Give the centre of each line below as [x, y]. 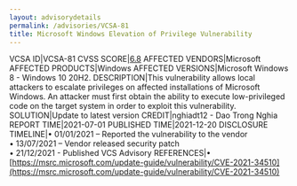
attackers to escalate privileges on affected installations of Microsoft [135, 87]
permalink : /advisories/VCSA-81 [69, 26]
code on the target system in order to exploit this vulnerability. [123, 106]
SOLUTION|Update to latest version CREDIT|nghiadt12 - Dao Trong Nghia [144, 115]
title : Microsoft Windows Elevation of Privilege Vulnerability [131, 34]
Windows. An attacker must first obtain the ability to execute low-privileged [147, 97]
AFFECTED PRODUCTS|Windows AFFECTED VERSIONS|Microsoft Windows [149, 68]
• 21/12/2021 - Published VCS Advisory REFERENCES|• [110, 153]
